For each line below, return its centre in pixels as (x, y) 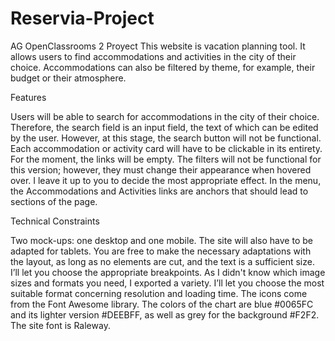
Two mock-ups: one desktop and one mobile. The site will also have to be (161, 240)
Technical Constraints (55, 221)
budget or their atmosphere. (68, 78)
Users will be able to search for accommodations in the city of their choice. (165, 116)
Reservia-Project (82, 18)
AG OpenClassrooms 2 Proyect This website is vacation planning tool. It (158, 46)
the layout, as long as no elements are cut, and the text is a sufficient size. (162, 261)
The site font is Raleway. (60, 325)
